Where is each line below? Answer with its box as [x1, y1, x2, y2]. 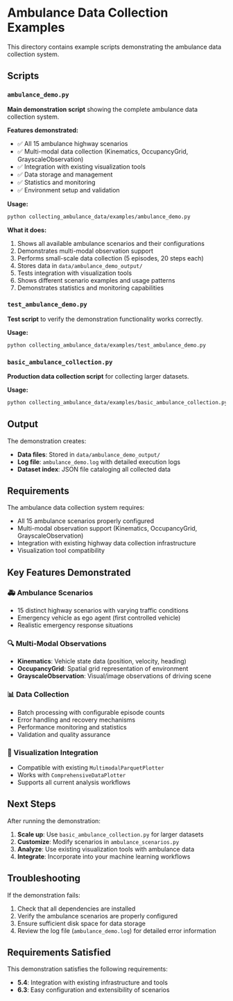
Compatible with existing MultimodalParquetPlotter [17, 763, 164, 772]
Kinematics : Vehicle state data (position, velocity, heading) [17, 657, 187, 665]
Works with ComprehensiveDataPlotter [17, 771, 126, 779]
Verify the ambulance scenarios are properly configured [17, 911, 178, 920]
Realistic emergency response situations [17, 621, 133, 629]
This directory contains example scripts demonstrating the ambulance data [7, 42, 222, 51]
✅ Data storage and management [17, 170, 113, 179]
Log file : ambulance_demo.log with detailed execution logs [17, 457, 181, 466]
